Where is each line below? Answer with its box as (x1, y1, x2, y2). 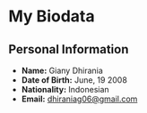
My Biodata (8, 6, 95, 27)
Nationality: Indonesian (21, 85, 109, 94)
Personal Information (8, 42, 129, 57)
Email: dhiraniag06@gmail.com (21, 93, 138, 104)
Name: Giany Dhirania (21, 65, 104, 76)
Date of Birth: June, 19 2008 (21, 75, 127, 85)
